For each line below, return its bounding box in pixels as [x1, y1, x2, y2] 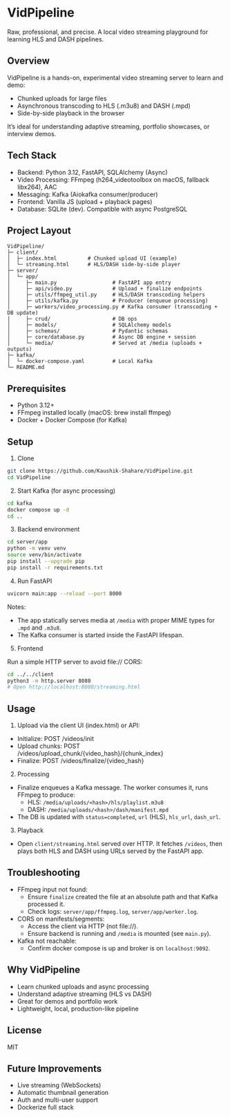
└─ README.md [7, 364, 45, 371]
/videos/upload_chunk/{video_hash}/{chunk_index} [17, 749, 164, 758]
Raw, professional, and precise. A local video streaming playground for [7, 28, 209, 36]
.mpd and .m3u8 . [17, 623, 61, 632]
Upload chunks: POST [17, 742, 81, 751]
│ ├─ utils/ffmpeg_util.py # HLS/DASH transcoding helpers [7, 292, 206, 299]
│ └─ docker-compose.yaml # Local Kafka [7, 358, 153, 365]
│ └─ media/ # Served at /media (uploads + [7, 340, 202, 347]
